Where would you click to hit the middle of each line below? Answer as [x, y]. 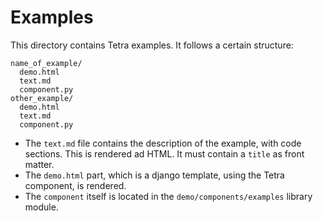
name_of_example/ [46, 63]
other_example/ [42, 98]
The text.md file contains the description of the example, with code [163, 143]
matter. [39, 164]
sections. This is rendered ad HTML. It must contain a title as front [164, 153]
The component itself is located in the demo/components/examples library [168, 196]
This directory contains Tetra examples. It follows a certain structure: [152, 45]
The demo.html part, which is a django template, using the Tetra [154, 175]
